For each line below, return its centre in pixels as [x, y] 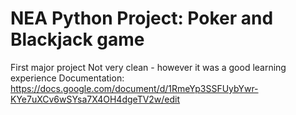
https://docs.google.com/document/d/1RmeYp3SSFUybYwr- [134, 88]
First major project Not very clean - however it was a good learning [148, 67]
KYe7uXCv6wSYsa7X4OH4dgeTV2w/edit [95, 99]
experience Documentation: [67, 78]
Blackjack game [77, 39]
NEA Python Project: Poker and [142, 18]
